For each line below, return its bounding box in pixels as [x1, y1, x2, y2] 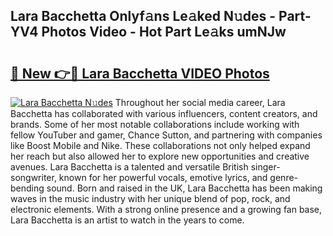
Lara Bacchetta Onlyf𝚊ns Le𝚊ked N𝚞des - [10, 8, 277, 25]
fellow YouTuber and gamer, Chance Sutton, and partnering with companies [10, 129, 323, 141]
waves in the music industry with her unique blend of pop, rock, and [10, 193, 291, 204]
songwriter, [10, 172, 57, 183]
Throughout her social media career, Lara [114, 97, 286, 108]
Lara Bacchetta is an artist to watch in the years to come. [10, 214, 245, 226]
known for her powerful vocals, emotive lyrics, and [58, 172, 268, 183]
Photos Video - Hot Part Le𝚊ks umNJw [41, 24, 287, 41]
